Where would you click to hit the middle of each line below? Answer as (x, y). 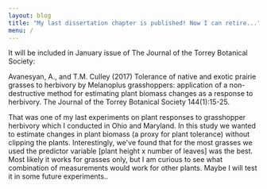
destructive (27, 94)
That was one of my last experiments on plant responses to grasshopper (127, 118)
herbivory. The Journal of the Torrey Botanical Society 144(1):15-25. (119, 102)
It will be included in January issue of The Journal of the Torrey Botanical (128, 53)
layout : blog (30, 15)
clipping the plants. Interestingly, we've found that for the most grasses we (130, 143)
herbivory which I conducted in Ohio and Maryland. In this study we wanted (132, 126)
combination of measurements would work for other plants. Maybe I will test (133, 168)
